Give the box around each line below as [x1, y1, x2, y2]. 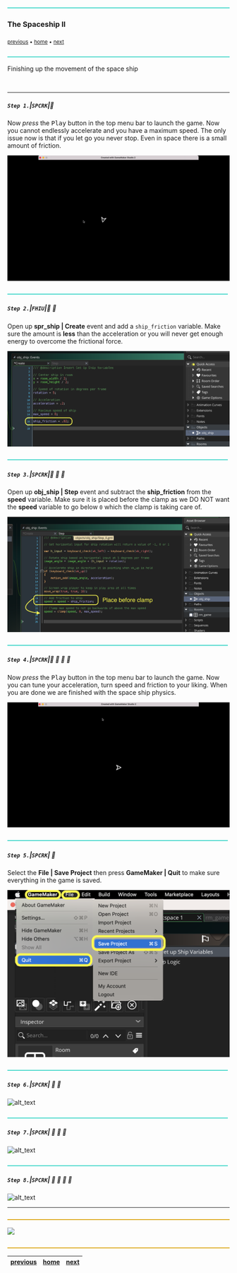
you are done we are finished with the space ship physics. [7, 688, 176, 696]
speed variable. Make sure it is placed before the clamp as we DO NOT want [7, 495, 230, 504]
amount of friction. [7, 141, 61, 150]
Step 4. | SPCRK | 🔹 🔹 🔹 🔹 [7, 655, 71, 664]
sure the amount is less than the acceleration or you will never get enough [7, 329, 224, 338]
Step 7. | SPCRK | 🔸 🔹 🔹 [7, 1128, 67, 1137]
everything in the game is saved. [7, 876, 102, 885]
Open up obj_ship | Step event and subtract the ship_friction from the [7, 488, 212, 496]
